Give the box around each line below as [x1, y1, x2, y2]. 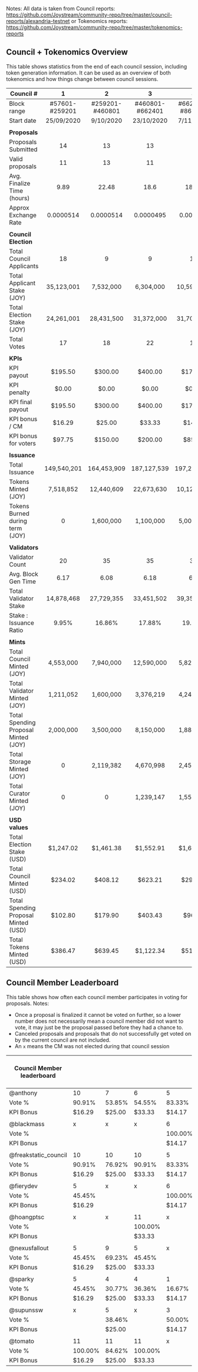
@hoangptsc [9, 1212, 45, 1221]
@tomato [9, 1337, 34, 1345]
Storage [9, 757, 31, 766]
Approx [9, 203, 29, 212]
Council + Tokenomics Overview [6, 47, 128, 57]
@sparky [9, 1275, 34, 1283]
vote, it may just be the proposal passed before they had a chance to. [14, 1023, 184, 1030]
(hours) [9, 194, 30, 202]
